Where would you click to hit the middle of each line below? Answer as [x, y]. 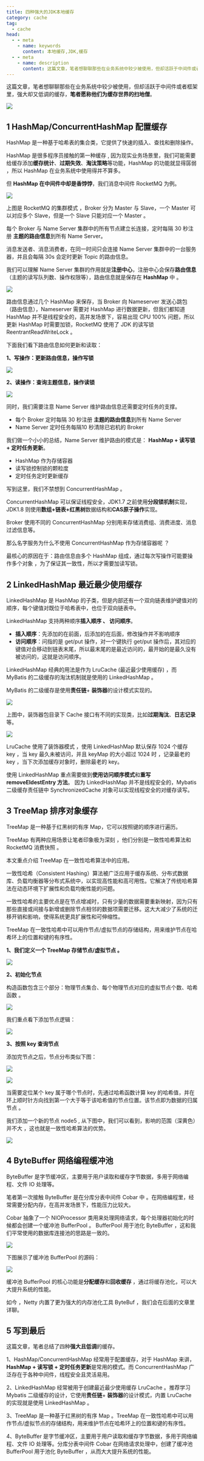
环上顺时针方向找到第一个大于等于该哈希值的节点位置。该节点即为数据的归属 [102, 1100]
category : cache [27, 18]
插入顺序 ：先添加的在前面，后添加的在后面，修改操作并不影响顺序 [97, 634]
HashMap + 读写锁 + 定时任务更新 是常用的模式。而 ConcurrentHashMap [97, 1367]
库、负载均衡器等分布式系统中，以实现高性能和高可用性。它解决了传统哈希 [99, 881]
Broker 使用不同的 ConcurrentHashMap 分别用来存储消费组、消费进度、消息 [101, 523]
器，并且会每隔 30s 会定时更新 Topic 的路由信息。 [69, 257]
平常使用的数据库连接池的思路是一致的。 [62, 1233]
